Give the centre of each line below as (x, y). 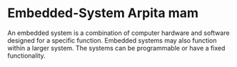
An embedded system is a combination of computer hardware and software (118, 33)
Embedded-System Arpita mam (103, 13)
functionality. (27, 56)
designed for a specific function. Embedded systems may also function (112, 40)
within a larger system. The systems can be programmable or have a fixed (116, 48)
